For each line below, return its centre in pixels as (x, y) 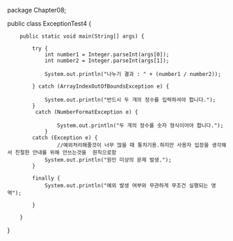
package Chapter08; (37, 10)
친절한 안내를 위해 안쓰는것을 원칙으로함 (66, 153)
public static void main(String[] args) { (82, 36)
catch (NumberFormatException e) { (87, 112)
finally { (46, 178)
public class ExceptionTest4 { (49, 23)
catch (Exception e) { (65, 138)
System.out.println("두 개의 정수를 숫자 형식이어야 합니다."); (140, 125)
